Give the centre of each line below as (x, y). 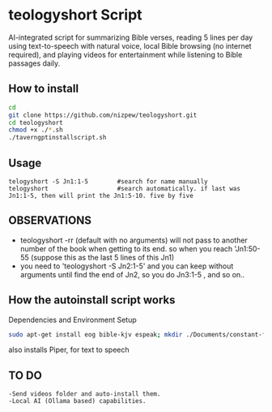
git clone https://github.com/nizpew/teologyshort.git (103, 115)
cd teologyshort (36, 122)
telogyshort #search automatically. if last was (125, 188)
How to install (44, 89)
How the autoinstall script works (92, 300)
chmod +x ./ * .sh (36, 130)
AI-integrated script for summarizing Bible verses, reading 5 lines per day (131, 37)
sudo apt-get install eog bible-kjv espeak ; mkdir (96, 334)
